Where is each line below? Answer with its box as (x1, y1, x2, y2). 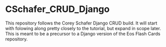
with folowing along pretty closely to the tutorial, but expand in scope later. (5, 25, 161, 31)
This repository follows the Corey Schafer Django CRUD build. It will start (5, 20, 157, 26)
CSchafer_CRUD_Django (5, 3, 110, 15)
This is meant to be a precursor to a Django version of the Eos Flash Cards (5, 30, 160, 36)
